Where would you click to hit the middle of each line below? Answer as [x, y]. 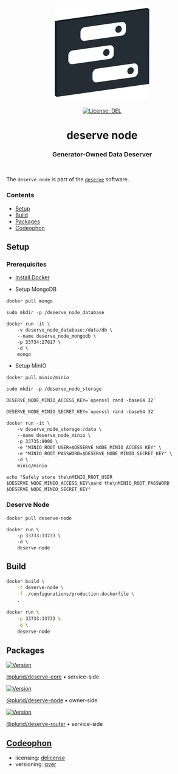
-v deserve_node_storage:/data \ [60, 430]
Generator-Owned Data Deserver [102, 155]
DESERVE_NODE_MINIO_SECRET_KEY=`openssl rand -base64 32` [81, 412]
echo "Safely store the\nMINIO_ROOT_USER [60, 477]
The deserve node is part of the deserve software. [68, 180]
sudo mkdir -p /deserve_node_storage [54, 389]
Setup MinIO [31, 366]
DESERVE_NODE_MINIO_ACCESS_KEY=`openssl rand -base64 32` [81, 400]
